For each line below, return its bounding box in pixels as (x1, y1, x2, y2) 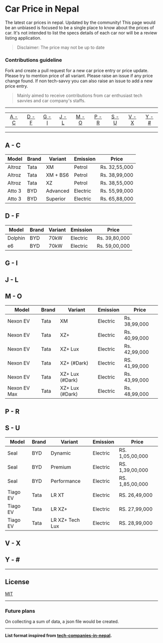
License (5, 578, 30, 586)
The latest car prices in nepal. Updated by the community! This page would (5, 19, 156, 25)
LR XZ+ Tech (50, 516, 80, 523)
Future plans (5, 607, 35, 614)
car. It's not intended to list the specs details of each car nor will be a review (5, 30, 158, 36)
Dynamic (50, 449, 71, 456)
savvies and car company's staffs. (16, 98, 86, 104)
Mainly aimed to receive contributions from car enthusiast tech (16, 92, 143, 98)
